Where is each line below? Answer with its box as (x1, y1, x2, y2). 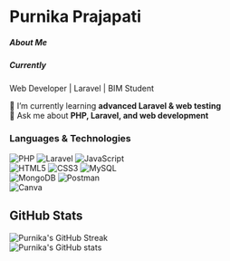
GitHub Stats (9, 208, 83, 224)
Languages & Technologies (9, 132, 131, 145)
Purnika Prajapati (9, 6, 142, 27)
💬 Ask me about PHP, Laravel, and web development (9, 110, 209, 121)
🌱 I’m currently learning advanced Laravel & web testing (9, 100, 222, 111)
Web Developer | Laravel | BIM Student (9, 82, 155, 93)
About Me (9, 36, 48, 47)
